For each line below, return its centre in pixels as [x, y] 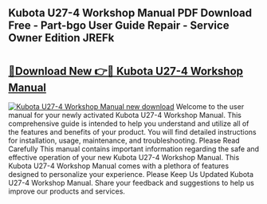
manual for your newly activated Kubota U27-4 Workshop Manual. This [125, 115]
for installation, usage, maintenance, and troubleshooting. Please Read [124, 140]
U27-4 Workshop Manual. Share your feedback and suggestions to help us [132, 183]
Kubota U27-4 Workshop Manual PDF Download [130, 13]
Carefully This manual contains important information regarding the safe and [134, 149]
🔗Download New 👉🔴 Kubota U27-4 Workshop [126, 71]
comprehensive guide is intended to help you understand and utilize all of [129, 124]
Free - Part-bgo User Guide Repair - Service [119, 26]
